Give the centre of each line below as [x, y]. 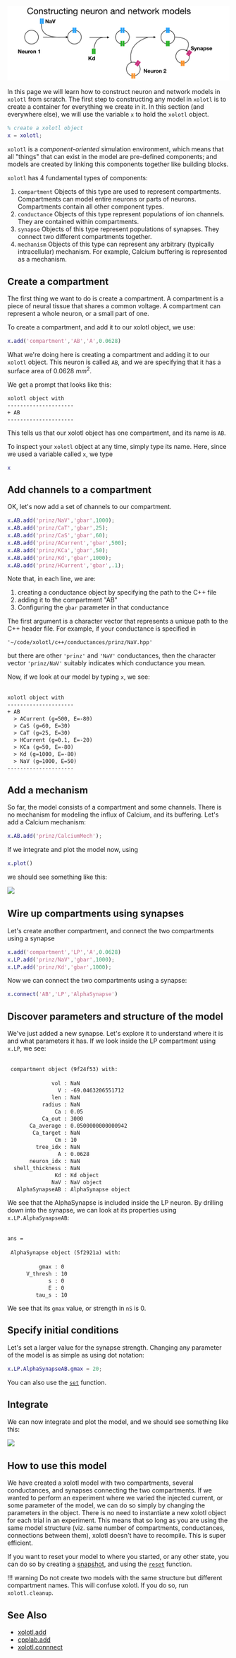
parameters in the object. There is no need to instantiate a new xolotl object [117, 1513]
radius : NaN [61, 1105]
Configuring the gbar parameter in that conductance [93, 607]
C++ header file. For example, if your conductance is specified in [101, 629]
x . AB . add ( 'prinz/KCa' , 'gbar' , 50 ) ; [58, 550]
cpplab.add [34, 1640]
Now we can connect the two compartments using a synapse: [97, 981]
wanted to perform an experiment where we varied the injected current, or [115, 1498]
